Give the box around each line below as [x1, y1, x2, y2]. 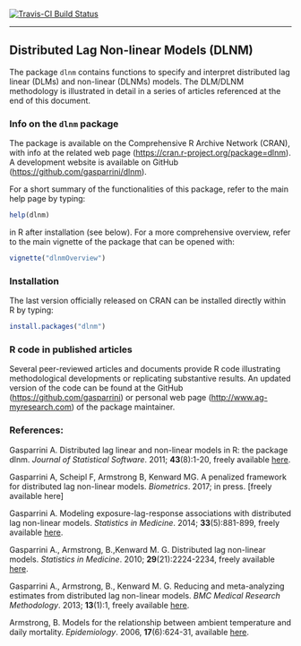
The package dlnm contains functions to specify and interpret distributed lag [9, 66, 291, 77]
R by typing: [9, 305, 54, 315]
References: [9, 424, 64, 436]
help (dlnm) [9, 211, 50, 220]
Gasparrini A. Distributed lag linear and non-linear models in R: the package [9, 444, 288, 455]
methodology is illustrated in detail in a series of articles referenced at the [9, 85, 281, 96]
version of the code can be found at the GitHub [9, 383, 184, 393]
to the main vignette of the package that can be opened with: [9, 236, 236, 246]
